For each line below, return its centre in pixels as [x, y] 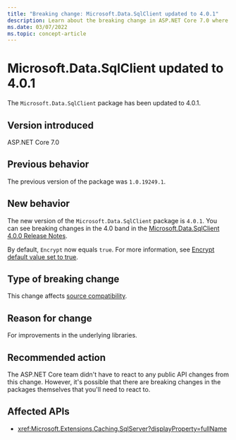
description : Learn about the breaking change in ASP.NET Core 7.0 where [118, 20]
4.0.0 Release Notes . [38, 236]
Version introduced [50, 125]
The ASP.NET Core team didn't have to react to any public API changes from [118, 374]
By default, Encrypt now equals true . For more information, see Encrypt [111, 249]
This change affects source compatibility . [67, 296]
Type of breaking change [63, 279]
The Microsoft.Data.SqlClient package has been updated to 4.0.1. [104, 103]
